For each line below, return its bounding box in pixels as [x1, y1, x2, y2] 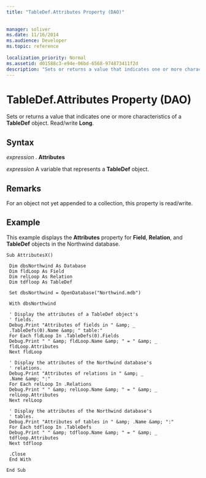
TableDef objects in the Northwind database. [6, 240, 121, 248]
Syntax [6, 137, 34, 147]
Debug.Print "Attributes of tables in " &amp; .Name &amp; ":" [9, 418, 174, 425]
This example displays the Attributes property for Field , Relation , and [6, 233, 183, 241]
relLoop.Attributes [9, 391, 59, 398]
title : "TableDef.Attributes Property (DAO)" [6, 9, 124, 15]
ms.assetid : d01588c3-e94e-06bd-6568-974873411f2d [6, 60, 139, 66]
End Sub [6, 467, 26, 473]
